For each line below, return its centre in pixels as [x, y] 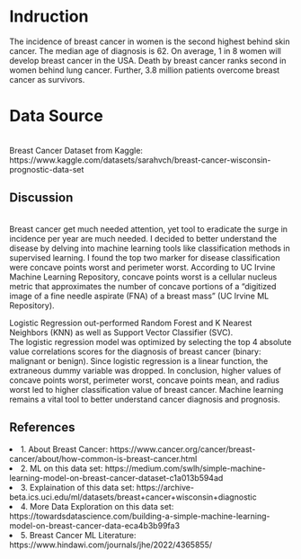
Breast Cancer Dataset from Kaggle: [76, 150]
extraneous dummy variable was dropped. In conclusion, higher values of [145, 370]
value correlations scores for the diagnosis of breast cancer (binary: [135, 351]
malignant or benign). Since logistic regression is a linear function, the [139, 360]
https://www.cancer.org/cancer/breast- [183, 449]
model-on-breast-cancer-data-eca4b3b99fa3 [95, 525]
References [42, 427]
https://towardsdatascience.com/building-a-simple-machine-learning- [140, 516]
